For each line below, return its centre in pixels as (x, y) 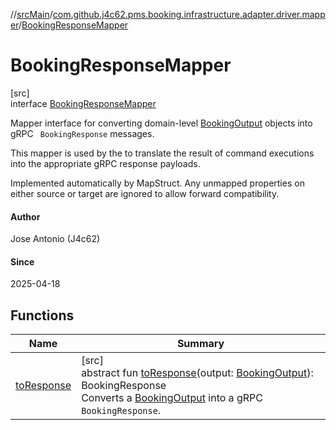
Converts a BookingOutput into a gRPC (172, 398)
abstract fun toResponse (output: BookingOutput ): (197, 373)
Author (25, 216)
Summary (200, 344)
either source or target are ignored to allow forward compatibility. (145, 193)
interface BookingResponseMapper (83, 103)
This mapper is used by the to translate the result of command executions (162, 153)
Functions (42, 315)
